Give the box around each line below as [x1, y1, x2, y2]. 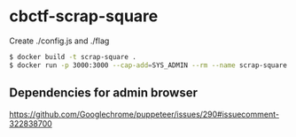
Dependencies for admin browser [9, 86, 198, 101]
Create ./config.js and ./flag [9, 35, 110, 46]
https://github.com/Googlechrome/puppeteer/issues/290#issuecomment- [9, 109, 279, 119]
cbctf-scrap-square [9, 6, 159, 27]
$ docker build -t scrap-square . [9, 52, 137, 61]
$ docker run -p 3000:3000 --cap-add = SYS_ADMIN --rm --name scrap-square [9, 60, 288, 70]
